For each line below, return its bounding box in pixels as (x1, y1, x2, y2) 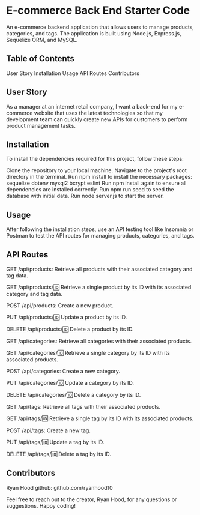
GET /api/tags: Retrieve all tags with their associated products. (6, 403, 161, 410)
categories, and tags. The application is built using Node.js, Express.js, (6, 29, 181, 37)
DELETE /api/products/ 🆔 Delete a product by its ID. (6, 325, 134, 333)
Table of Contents (6, 53, 75, 64)
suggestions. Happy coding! (6, 502, 76, 509)
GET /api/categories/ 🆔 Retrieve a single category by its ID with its (6, 349, 170, 356)
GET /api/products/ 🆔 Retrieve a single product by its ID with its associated (6, 283, 192, 291)
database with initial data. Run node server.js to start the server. (6, 193, 164, 200)
